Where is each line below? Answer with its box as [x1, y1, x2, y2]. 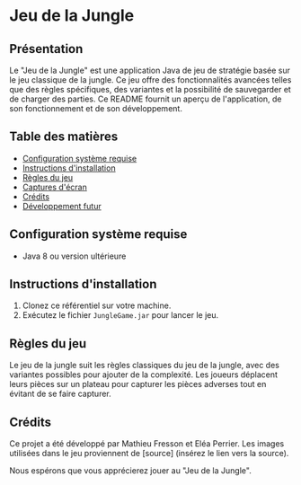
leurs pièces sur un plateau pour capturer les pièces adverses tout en [9, 379, 267, 390]
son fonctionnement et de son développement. [9, 103, 182, 113]
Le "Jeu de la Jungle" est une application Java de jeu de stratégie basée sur [9, 65, 290, 75]
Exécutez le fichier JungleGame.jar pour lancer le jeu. [22, 310, 219, 321]
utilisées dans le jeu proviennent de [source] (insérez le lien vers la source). [9, 448, 289, 459]
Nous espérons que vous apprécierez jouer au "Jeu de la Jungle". [9, 465, 252, 476]
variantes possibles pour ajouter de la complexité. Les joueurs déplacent [9, 369, 279, 380]
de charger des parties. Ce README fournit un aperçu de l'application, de [9, 93, 282, 104]
